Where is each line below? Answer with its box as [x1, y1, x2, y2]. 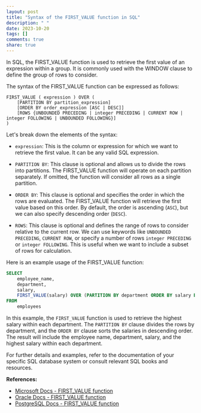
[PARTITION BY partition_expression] [17, 99, 111, 105]
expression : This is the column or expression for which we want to [14, 142, 178, 149]
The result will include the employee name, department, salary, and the [6, 334, 181, 341]
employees [17, 304, 42, 310]
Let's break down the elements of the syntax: [6, 131, 118, 138]
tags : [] [6, 31, 28, 37]
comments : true [6, 36, 44, 42]
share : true [6, 42, 36, 48]
